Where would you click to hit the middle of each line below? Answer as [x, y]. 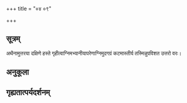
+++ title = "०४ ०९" [29, 9]
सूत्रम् [13, 39]
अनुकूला [18, 73]
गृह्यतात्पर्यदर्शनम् [28, 92]
